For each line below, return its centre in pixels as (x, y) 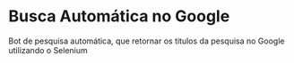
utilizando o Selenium (48, 50)
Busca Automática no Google (119, 16)
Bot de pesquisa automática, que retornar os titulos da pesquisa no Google (147, 41)
